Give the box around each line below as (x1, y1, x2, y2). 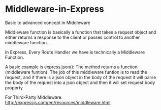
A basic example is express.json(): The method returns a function (5, 64, 138, 70)
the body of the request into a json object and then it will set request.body (5, 80, 155, 85)
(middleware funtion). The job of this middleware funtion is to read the (5, 69, 147, 75)
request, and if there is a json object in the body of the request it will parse (5, 74, 156, 80)
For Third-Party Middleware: (5, 94, 63, 100)
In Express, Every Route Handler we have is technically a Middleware (5, 49, 145, 55)
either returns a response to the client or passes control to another (5, 34, 140, 40)
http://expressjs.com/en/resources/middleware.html (5, 99, 111, 105)
